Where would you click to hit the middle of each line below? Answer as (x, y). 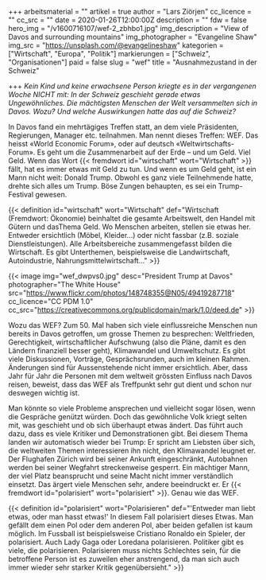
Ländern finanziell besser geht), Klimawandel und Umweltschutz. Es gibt (127, 350)
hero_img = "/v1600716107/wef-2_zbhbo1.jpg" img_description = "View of (129, 28)
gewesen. (51, 195)
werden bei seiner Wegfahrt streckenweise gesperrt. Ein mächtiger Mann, (129, 467)
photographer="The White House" (65, 284)
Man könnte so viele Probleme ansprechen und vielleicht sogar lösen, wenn (132, 408)
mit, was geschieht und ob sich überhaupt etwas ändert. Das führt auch (126, 425)
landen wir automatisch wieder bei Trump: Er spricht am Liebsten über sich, (132, 442)
